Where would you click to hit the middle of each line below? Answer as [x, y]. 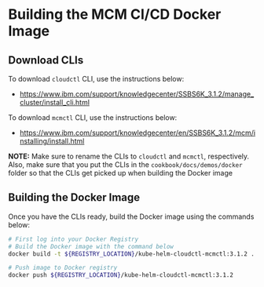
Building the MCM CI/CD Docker [115, 15]
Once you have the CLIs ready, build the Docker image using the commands [131, 216]
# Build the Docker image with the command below [91, 246]
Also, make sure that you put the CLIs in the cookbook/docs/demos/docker [125, 165]
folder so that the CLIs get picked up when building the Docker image [121, 173]
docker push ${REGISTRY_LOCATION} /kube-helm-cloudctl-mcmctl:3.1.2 [121, 275]
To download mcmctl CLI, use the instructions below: [93, 118]
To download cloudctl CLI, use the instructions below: [96, 79]
